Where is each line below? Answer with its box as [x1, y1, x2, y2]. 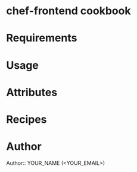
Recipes [6, 113, 47, 126]
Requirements [6, 31, 77, 45]
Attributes [6, 85, 58, 99]
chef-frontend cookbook [6, 4, 131, 18]
